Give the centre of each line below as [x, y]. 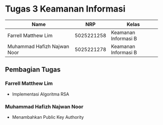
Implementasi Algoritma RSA [41, 94]
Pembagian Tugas [33, 70]
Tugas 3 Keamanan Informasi [65, 9]
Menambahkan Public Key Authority [48, 117]
